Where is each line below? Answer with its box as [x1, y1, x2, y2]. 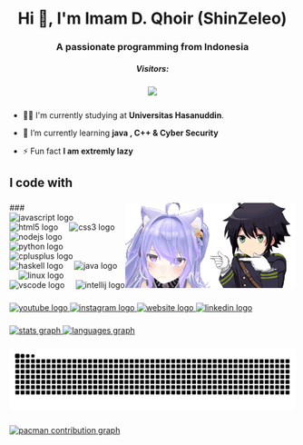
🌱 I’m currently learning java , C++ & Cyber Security [22, 127, 220, 138]
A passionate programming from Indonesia [55, 41, 249, 54]
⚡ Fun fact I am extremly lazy [22, 145, 133, 156]
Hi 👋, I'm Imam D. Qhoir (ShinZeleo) [17, 8, 288, 29]
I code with [9, 175, 73, 191]
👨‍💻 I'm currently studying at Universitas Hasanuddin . [22, 110, 224, 121]
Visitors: [135, 63, 170, 74]
